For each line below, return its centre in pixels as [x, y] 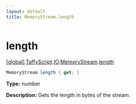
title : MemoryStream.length [40, 17]
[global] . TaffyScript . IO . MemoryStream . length [60, 62]
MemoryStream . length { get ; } [43, 73]
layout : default [26, 11]
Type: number [23, 84]
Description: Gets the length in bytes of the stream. [68, 95]
